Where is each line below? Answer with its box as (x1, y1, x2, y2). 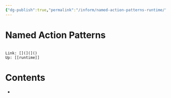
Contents (5, 72, 46, 83)
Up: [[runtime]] (5, 55, 40, 60)
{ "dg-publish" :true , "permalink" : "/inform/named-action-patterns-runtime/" (5, 7, 167, 13)
